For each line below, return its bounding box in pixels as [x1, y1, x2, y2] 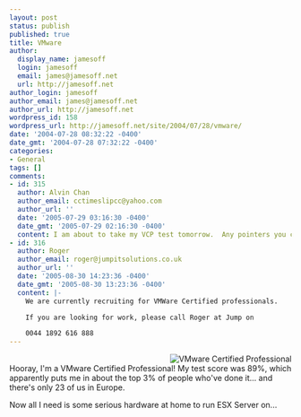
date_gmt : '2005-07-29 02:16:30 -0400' [17, 222, 167, 230]
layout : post [9, 13, 58, 22]
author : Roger [17, 247, 70, 256]
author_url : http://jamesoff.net [9, 105, 134, 114]
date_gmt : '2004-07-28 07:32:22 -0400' [9, 138, 159, 147]
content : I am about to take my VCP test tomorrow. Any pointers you [17, 230, 287, 239]
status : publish [9, 22, 70, 30]
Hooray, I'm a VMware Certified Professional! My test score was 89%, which [9, 363, 292, 374]
